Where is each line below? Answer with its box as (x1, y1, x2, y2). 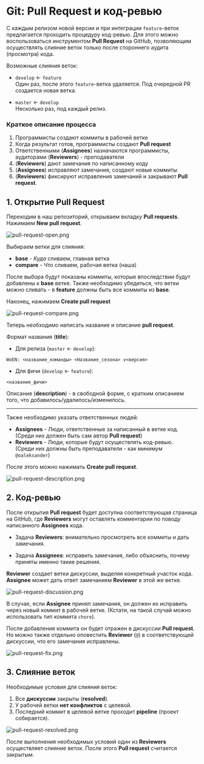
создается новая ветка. (15, 86, 77, 94)
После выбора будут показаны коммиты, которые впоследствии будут (6, 273, 191, 280)
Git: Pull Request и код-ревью (6, 4, 163, 18)
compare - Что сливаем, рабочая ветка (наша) (15, 262, 137, 269)
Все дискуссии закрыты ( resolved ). (15, 695, 109, 702)
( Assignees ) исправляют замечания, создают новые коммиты (15, 166, 178, 174)
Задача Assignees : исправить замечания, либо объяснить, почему (15, 552, 190, 559)
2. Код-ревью (6, 493, 61, 503)
